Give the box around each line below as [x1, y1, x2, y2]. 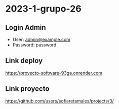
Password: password [12, 42, 57, 48]
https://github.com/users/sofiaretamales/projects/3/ [5, 98, 114, 104]
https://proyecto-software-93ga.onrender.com [5, 70, 103, 76]
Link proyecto [5, 84, 50, 93]
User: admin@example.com [12, 36, 71, 42]
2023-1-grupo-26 [5, 3, 82, 15]
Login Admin [5, 23, 47, 32]
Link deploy [5, 57, 43, 65]
